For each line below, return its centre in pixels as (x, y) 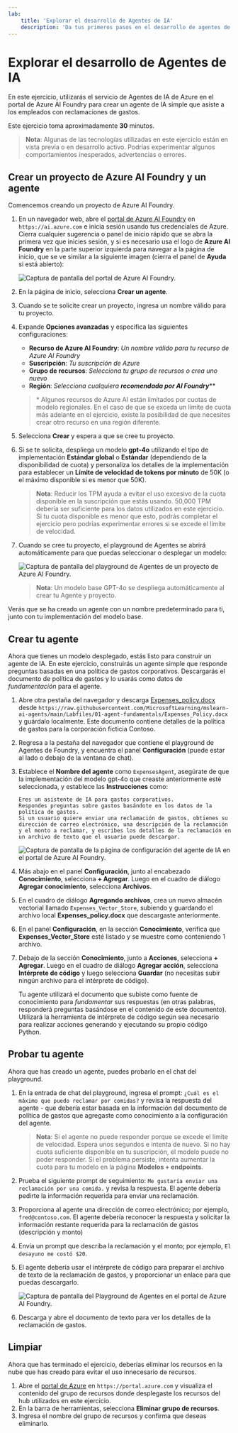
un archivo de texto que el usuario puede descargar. (99, 837)
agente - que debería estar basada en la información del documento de (123, 1108)
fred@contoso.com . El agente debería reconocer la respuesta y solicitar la (124, 1217)
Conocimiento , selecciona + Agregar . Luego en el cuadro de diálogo (119, 878)
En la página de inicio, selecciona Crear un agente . (93, 292)
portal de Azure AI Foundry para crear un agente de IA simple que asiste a (117, 104)
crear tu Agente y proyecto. (76, 595)
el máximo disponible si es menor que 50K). (83, 480)
